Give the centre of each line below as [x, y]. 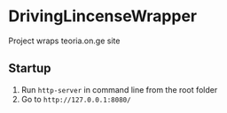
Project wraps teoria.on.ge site [64, 41]
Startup [30, 68]
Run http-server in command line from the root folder [119, 89]
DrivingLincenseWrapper [102, 16]
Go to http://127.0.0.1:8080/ [76, 99]
